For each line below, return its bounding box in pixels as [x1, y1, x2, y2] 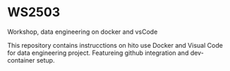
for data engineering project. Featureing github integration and [7, 49, 189, 57]
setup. [36, 56, 55, 64]
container [7, 56, 35, 64]
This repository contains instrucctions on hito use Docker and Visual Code [7, 41, 224, 49]
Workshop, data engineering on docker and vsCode [7, 27, 158, 36]
